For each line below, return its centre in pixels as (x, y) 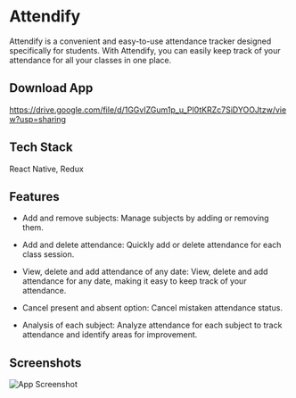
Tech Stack (41, 148)
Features (34, 197)
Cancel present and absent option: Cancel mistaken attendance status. (152, 308)
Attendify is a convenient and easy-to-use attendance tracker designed (140, 41)
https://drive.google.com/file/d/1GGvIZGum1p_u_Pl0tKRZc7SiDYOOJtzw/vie (148, 110)
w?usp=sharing (38, 119)
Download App (51, 88)
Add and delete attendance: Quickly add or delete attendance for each (152, 245)
